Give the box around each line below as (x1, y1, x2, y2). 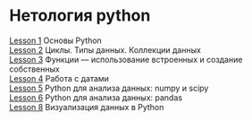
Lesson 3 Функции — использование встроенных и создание (9, 54, 243, 65)
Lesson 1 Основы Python (9, 35, 103, 46)
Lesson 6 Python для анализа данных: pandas (9, 91, 183, 103)
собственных (9, 64, 60, 74)
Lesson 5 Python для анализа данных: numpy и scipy (9, 82, 209, 93)
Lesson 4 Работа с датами (9, 73, 110, 83)
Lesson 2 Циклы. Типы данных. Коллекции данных (9, 44, 201, 55)
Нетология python (9, 5, 151, 26)
